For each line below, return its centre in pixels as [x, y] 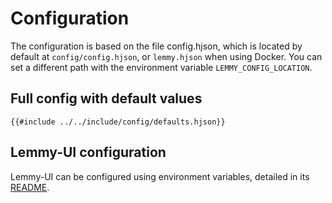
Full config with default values [106, 98]
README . [30, 187]
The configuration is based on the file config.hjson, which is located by [156, 46]
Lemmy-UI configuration [88, 152]
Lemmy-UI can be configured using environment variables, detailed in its [160, 176]
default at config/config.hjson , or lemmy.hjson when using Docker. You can [166, 56]
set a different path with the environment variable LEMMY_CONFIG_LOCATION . [161, 67]
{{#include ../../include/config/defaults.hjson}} [118, 122]
